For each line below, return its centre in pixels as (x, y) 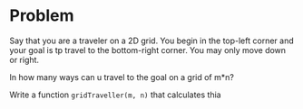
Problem (42, 16)
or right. (24, 59)
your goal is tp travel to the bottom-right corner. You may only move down (148, 50)
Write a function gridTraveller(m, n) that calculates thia (115, 95)
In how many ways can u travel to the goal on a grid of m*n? (122, 77)
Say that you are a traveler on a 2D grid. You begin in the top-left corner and (151, 41)
